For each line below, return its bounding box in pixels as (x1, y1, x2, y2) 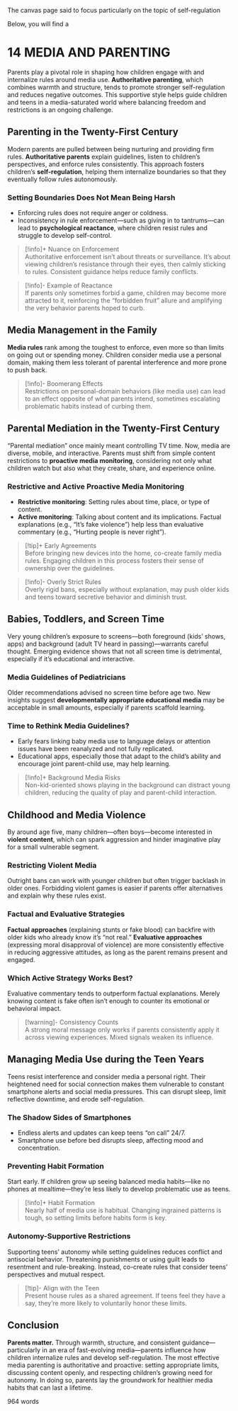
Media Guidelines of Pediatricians (7, 672, 126, 682)
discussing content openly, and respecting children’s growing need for (7, 1368, 213, 1376)
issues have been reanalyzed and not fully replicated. (17, 745, 174, 753)
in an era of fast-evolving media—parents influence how (42, 1345, 207, 1354)
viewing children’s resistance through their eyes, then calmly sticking (24, 260, 227, 268)
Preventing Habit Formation (7, 1161, 104, 1171)
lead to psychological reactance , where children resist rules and (17, 224, 208, 232)
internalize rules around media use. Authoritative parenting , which (7, 75, 203, 84)
